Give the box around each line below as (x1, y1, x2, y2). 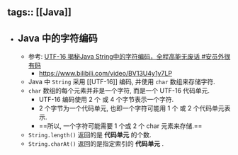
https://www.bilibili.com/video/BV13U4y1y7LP (38, 69, 172, 78)
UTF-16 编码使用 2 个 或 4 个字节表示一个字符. (38, 96, 174, 104)
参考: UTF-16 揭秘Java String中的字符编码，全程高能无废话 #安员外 (28, 52, 225, 61)
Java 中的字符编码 (17, 32, 98, 44)
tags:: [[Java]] (7, 6, 72, 18)
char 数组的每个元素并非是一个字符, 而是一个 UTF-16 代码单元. (28, 86, 210, 95)
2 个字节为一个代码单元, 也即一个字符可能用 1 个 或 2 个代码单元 (38, 104, 225, 113)
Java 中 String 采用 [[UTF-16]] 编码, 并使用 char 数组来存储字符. (28, 78, 216, 86)
